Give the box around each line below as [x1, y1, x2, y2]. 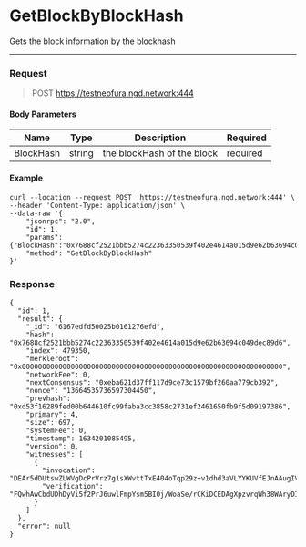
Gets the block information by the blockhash [9, 36, 176, 46]
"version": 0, [25, 441, 79, 451]
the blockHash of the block [102, 147, 219, 160]
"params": [25, 232, 64, 242]
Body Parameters [9, 108, 77, 119]
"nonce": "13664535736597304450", [25, 386, 157, 395]
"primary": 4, [25, 409, 79, 419]
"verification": [42, 481, 104, 490]
